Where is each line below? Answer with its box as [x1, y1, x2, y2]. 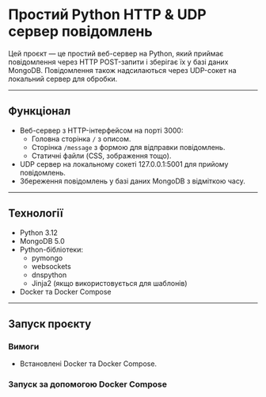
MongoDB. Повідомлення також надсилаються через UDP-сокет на [8, 65, 237, 75]
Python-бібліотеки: [19, 245, 83, 254]
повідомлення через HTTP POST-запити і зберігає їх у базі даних [8, 57, 229, 67]
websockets [31, 261, 71, 271]
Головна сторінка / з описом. [31, 133, 131, 144]
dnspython [31, 270, 67, 279]
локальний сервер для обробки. [8, 74, 118, 83]
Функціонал [8, 105, 71, 118]
